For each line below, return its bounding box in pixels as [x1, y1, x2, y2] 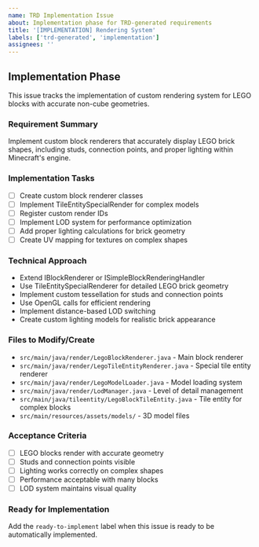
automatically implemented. [8, 530, 98, 539]
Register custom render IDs [19, 208, 108, 218]
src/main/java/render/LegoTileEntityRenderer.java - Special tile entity [19, 361, 251, 370]
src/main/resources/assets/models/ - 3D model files [19, 410, 190, 420]
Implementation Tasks [8, 173, 95, 184]
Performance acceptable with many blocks [19, 475, 159, 484]
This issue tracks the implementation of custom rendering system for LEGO [8, 90, 252, 100]
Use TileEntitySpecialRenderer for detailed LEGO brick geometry [19, 281, 229, 291]
